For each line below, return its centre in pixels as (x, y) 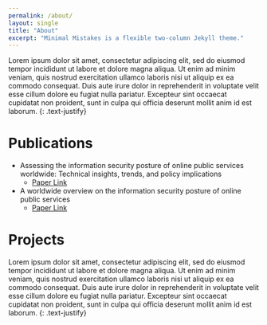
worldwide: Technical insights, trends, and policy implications (120, 174)
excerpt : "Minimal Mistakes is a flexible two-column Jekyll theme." (126, 38)
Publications (51, 143)
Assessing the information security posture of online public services (132, 166)
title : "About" (33, 30)
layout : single (33, 23)
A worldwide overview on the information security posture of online (130, 191)
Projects (37, 240)
